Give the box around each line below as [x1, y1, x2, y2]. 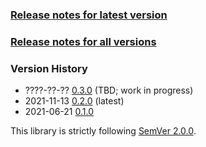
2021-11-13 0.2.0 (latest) [24, 95, 125, 107]
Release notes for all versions [10, 34, 157, 48]
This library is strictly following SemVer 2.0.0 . [10, 125, 197, 137]
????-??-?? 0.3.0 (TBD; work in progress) [24, 84, 194, 97]
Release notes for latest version [10, 8, 168, 22]
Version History [10, 61, 88, 75]
